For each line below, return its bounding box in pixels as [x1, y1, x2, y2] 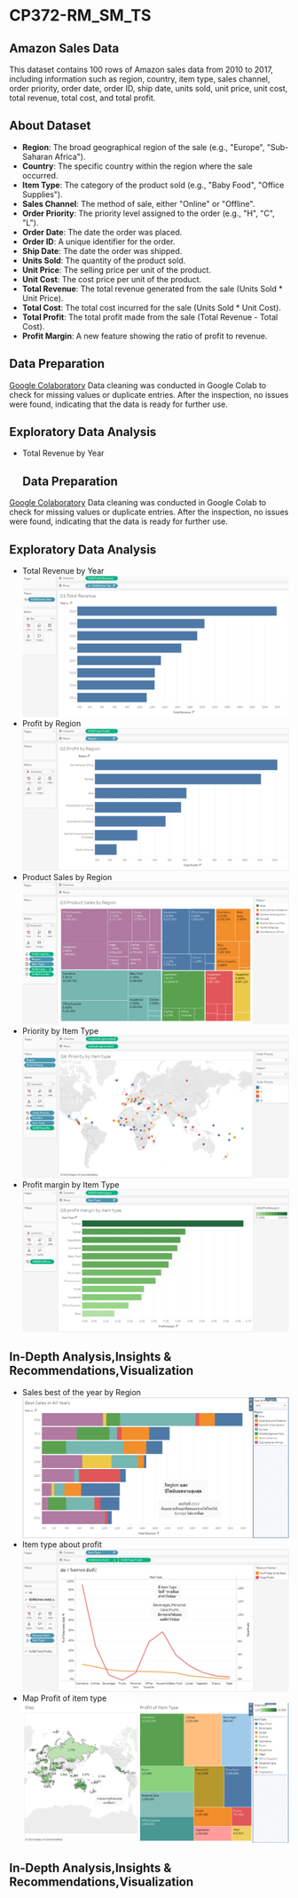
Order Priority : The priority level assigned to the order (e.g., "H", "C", [21, 208, 275, 218]
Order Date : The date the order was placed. [21, 226, 183, 237]
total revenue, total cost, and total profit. [9, 92, 156, 103]
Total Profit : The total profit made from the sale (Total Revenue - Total [21, 312, 278, 322]
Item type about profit [21, 1539, 102, 1550]
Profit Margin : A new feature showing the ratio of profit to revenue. [21, 330, 268, 341]
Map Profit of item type [21, 1693, 107, 1703]
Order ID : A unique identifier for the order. [21, 236, 176, 247]
